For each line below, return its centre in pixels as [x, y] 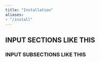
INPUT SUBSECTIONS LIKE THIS [46, 54]
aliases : [14, 15]
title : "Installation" [29, 10]
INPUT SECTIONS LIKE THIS [50, 40]
